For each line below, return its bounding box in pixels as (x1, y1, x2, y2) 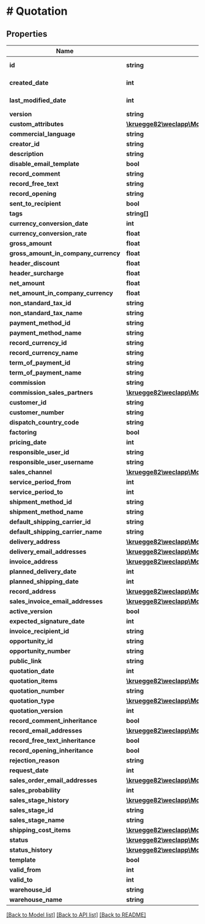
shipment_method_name (9, 508, 84, 516)
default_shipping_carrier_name (9, 527, 103, 536)
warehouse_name (9, 895, 63, 904)
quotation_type (9, 696, 55, 705)
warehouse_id (9, 885, 52, 894)
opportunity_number (9, 647, 71, 655)
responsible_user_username (9, 458, 94, 466)
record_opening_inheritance (9, 747, 93, 754)
